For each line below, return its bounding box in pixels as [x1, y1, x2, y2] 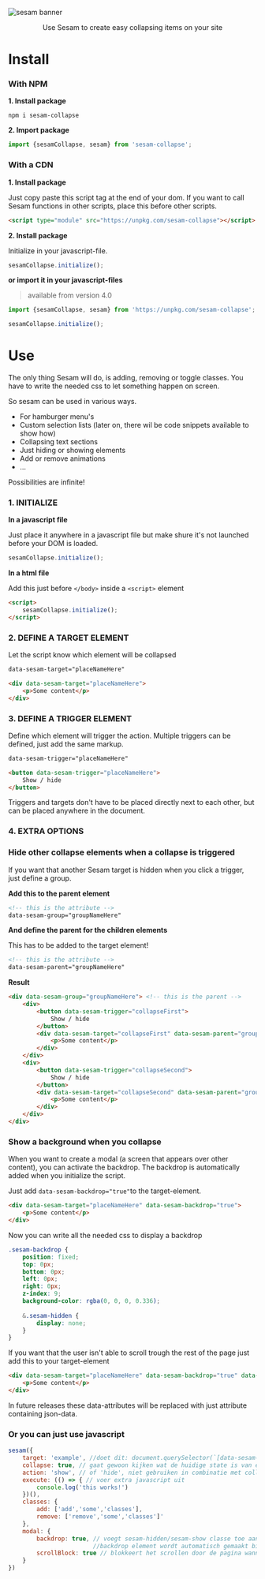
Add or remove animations [19, 454, 106, 463]
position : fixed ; [22, 1253, 80, 1261]
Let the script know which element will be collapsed [8, 650, 177, 660]
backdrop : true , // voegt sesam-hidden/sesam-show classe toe [36, 1535, 245, 1543]
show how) [19, 428, 56, 438]
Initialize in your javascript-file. [8, 245, 108, 256]
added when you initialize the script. [8, 1171, 126, 1181]
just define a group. [8, 873, 72, 883]
